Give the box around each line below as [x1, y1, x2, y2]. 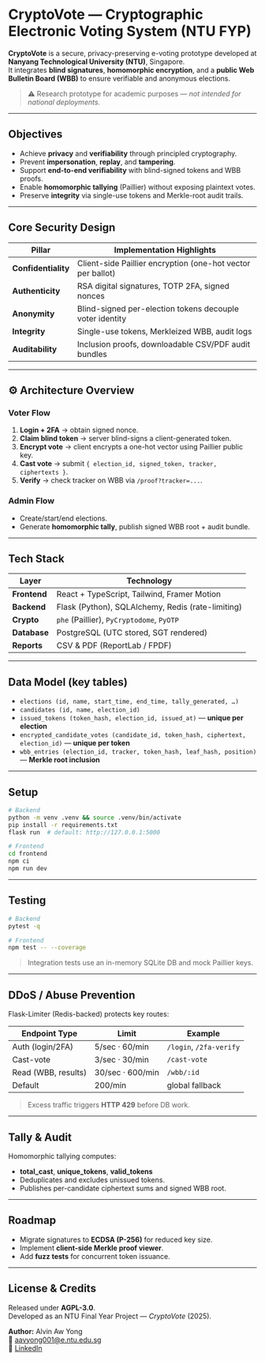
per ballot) [77, 267, 116, 278]
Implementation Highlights [114, 244, 217, 255]
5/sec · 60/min [94, 1041, 150, 1052]
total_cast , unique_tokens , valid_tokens [19, 1167, 153, 1176]
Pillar [31, 244, 51, 255]
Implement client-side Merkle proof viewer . [19, 1243, 164, 1253]
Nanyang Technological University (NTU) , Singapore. [8, 57, 185, 66]
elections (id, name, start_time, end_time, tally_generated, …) [19, 697, 239, 706]
